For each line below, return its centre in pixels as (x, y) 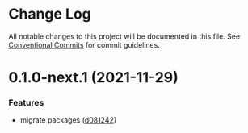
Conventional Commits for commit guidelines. (84, 44)
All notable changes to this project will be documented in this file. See (124, 36)
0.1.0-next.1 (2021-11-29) (94, 78)
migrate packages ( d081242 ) (68, 120)
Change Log (50, 14)
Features (26, 103)
